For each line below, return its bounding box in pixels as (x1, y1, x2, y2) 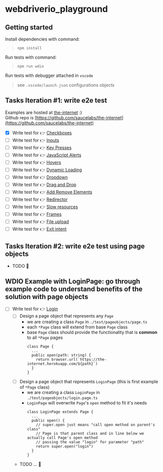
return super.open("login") (36, 444, 94, 449)
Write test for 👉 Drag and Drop (12, 182, 76, 187)
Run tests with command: (5, 54, 57, 60)
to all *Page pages (27, 334, 63, 340)
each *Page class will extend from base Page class (27, 324, 128, 330)
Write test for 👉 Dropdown (12, 174, 68, 180)
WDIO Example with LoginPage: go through (5, 277, 140, 286)
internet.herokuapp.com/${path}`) (27, 361, 98, 366)
